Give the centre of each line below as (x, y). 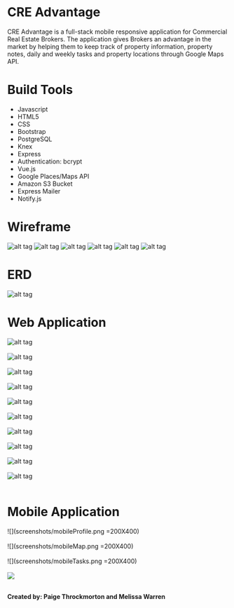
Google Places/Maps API (53, 176)
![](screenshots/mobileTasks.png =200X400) (72, 561)
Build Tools (40, 90)
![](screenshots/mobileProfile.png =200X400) (74, 531)
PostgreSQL (35, 139)
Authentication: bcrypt (50, 161)
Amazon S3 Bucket (45, 184)
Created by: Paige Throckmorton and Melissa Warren (87, 596)
